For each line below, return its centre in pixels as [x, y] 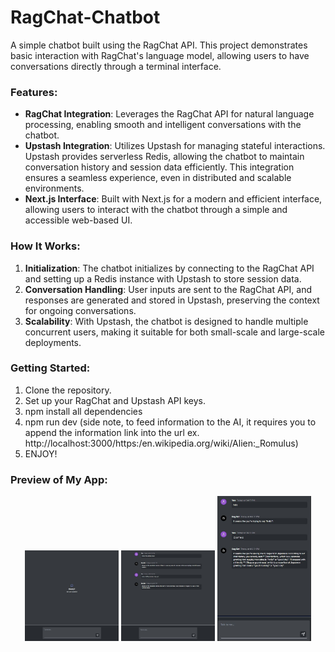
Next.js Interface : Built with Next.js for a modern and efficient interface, [173, 199]
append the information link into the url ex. [112, 432]
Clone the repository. [68, 390]
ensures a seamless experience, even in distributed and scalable [158, 178]
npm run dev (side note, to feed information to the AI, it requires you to [170, 422]
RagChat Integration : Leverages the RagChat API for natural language [169, 114]
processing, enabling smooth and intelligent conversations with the [163, 125]
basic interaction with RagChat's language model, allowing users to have [160, 55]
